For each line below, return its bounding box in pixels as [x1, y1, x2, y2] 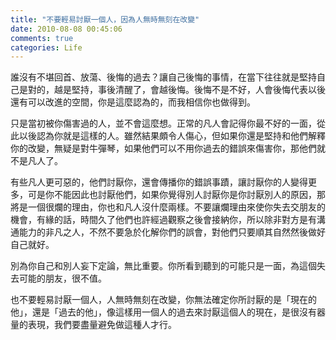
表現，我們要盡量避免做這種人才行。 [27, 319, 177, 331]
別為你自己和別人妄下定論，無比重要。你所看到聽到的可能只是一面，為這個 [10, 260, 317, 272]
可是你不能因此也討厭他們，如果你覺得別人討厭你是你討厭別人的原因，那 [27, 189, 326, 201]
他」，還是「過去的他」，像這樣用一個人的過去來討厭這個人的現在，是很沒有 [10, 306, 317, 318]
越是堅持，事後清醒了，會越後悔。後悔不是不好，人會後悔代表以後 [53, 84, 326, 96]
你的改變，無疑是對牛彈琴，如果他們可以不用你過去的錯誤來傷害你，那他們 [10, 142, 317, 155]
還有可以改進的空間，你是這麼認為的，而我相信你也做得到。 [10, 96, 256, 108]
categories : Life [10, 42, 83, 53]
